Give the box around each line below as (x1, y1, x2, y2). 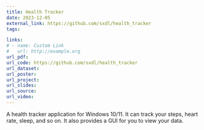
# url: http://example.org (6, 48, 81, 55)
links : (6, 37, 23, 43)
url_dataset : (6, 65, 40, 71)
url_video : (6, 94, 34, 100)
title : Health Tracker (6, 9, 64, 15)
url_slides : (6, 82, 37, 88)
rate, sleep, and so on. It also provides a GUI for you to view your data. (6, 117, 184, 124)
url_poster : (6, 71, 37, 77)
